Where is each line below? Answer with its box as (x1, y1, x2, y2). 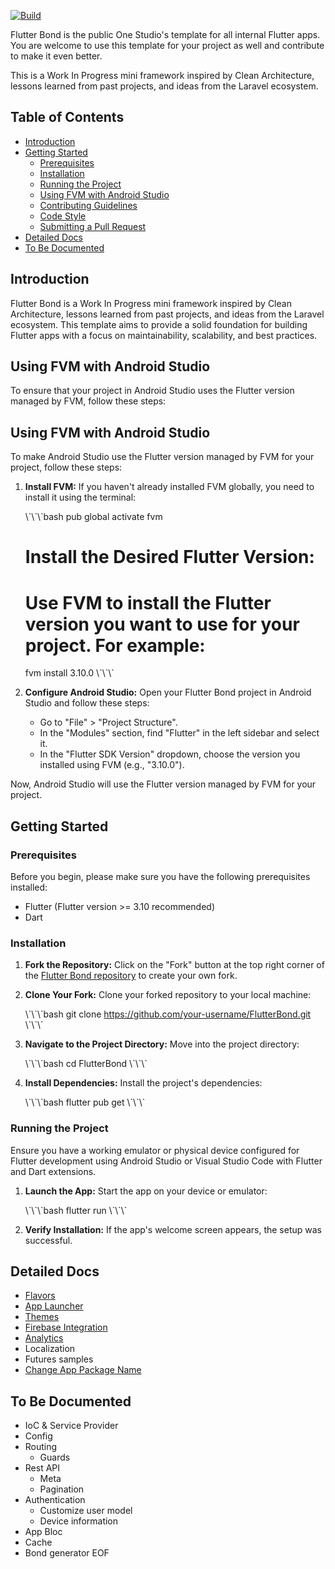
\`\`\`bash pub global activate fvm (24, 511, 163, 523)
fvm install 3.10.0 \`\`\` (24, 667, 115, 679)
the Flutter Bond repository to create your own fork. (24, 970, 238, 982)
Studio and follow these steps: (24, 697, 150, 709)
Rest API (24, 1462, 61, 1474)
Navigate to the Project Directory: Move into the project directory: (24, 1038, 300, 1050)
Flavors (24, 1290, 56, 1302)
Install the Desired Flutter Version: (24, 546, 315, 569)
